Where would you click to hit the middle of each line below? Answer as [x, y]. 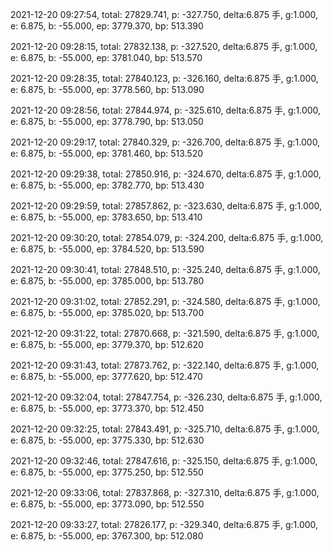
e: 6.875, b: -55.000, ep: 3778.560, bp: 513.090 [107, 89]
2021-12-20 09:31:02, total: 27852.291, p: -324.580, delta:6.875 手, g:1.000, [165, 301]
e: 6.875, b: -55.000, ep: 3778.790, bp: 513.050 [107, 121]
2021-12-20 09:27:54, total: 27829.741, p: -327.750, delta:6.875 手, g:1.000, [164, 14]
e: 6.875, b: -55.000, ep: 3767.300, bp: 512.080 [107, 536]
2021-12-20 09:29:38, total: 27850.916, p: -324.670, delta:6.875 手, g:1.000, [166, 174]
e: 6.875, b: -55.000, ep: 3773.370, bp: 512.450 [107, 408]
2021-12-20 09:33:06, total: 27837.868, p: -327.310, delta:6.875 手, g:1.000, [165, 492]
